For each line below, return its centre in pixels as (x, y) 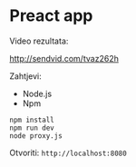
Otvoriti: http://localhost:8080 (68, 152)
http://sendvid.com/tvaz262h (64, 58)
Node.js (37, 93)
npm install (32, 120)
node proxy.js (36, 136)
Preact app (51, 16)
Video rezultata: (39, 41)
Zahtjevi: (26, 76)
